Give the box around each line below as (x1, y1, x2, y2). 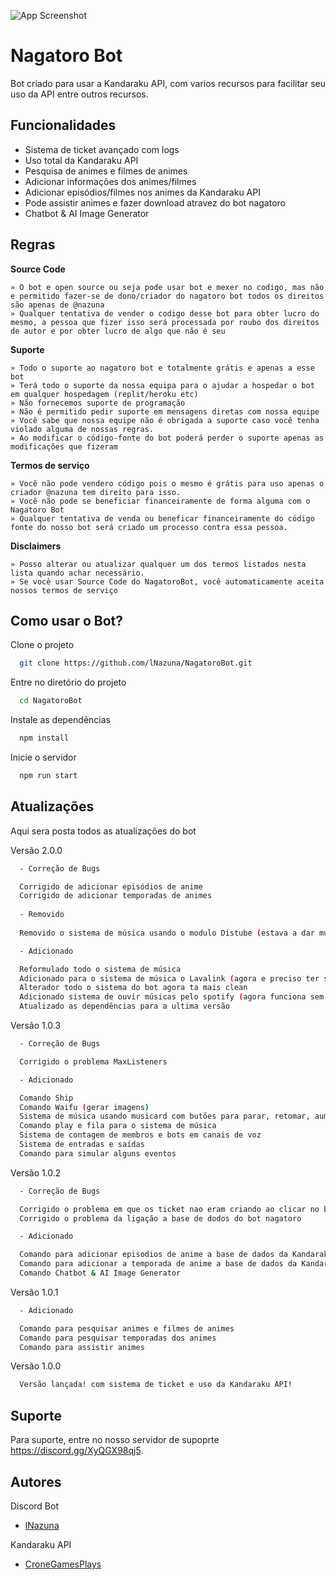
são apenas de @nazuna (10, 300, 105, 310)
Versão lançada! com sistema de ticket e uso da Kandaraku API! (19, 1380, 293, 1390)
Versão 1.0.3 (10, 1020, 62, 1032)
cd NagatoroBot (19, 696, 83, 706)
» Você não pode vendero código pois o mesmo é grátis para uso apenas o (10, 478, 325, 489)
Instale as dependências (10, 714, 111, 726)
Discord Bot (10, 1500, 59, 1512)
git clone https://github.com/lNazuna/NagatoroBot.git (19, 658, 253, 669)
